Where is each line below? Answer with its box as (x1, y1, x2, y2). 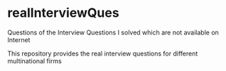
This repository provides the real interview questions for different (7, 49, 198, 58)
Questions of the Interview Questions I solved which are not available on (7, 28, 219, 37)
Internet (7, 35, 31, 44)
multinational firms (7, 56, 62, 65)
